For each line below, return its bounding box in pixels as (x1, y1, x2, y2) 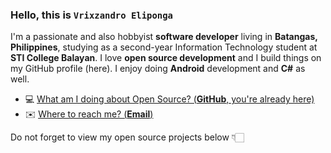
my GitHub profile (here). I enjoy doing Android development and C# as (10, 63, 306, 75)
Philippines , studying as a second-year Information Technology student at (10, 41, 318, 53)
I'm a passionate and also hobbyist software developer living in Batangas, (10, 31, 318, 43)
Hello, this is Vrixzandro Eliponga (10, 8, 173, 22)
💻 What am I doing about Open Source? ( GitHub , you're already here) (24, 93, 315, 105)
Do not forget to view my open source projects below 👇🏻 (10, 131, 245, 143)
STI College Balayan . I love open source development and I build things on (10, 52, 322, 64)
